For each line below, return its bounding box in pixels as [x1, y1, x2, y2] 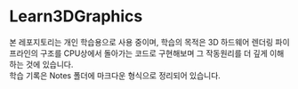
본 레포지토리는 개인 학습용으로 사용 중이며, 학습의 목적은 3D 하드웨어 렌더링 [9, 36, 274, 47]
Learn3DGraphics [9, 6, 143, 27]
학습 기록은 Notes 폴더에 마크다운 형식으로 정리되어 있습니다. [9, 69, 221, 81]
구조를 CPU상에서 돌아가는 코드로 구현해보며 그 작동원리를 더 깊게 [39, 47, 269, 59]
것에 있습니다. [25, 59, 74, 69]
